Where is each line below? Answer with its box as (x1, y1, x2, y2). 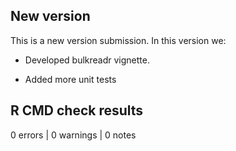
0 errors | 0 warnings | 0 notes (10, 129, 137, 141)
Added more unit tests (24, 73, 117, 85)
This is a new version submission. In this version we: (10, 34, 227, 46)
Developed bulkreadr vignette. (24, 54, 150, 66)
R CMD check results (10, 102, 144, 119)
